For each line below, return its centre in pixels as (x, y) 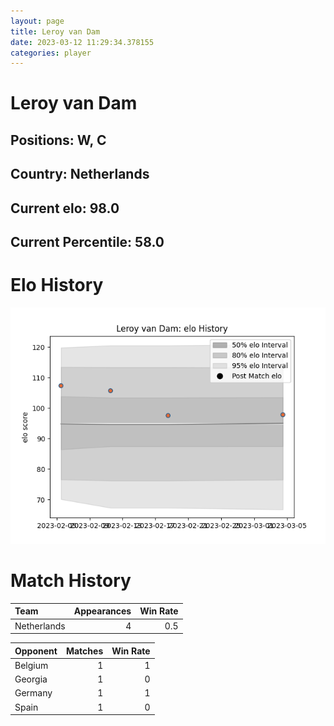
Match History (71, 581)
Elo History (57, 285)
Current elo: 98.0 (65, 208)
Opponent (36, 651)
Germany (33, 693)
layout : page (37, 21)
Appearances (102, 611)
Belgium (31, 665)
